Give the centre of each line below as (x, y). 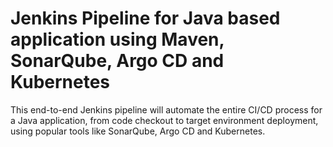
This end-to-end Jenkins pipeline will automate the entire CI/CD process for (166, 109)
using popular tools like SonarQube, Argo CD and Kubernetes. (138, 131)
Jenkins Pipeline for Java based (145, 18)
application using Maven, (117, 39)
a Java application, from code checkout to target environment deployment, (164, 120)
